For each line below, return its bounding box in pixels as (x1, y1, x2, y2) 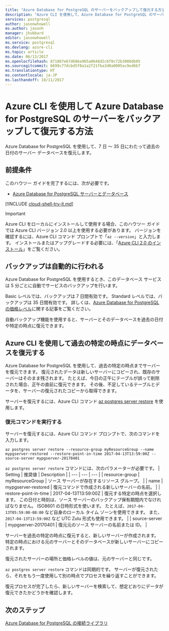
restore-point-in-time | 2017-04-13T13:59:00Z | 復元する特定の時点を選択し (5, 490, 162, 496)
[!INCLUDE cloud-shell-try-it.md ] (5, 200, 74, 206)
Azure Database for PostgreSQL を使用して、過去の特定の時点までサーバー (5, 363, 160, 369)
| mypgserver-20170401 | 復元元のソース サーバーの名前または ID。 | (5, 522, 147, 528)
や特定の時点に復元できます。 (5, 323, 67, 329)
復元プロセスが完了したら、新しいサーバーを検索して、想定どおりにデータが (5, 583, 163, 589)
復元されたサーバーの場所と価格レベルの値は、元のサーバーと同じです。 (5, 556, 155, 562)
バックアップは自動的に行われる (5, 262, 104, 270)
